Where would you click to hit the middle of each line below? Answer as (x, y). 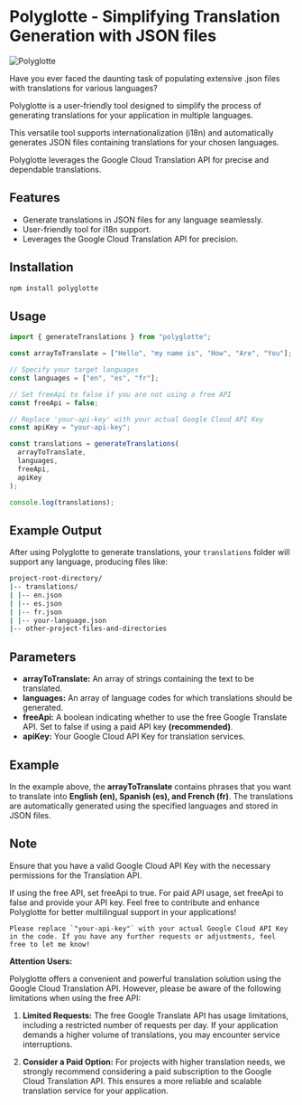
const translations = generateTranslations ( (94, 444)
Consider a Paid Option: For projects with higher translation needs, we (154, 1062)
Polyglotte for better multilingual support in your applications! (123, 911)
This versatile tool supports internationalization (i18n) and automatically (142, 132)
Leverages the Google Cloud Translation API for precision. (130, 239)
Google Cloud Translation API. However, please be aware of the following (145, 988)
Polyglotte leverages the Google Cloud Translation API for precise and (139, 159)
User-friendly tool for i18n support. (87, 229)
